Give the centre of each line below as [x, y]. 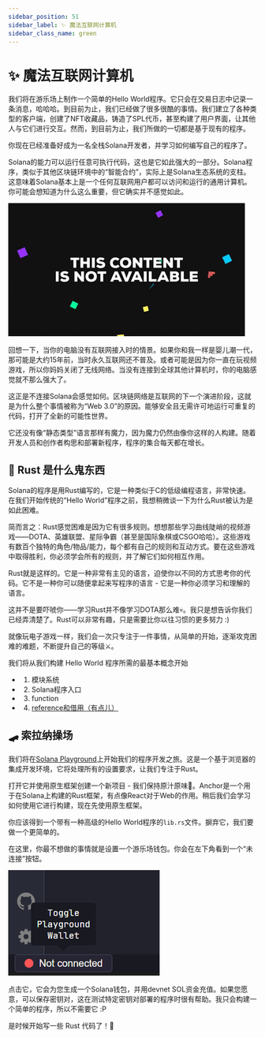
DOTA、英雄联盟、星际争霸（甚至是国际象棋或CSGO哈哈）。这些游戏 [140, 537]
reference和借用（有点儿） [75, 708]
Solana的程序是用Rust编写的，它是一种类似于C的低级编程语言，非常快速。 [129, 491]
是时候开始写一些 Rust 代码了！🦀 [61, 1025]
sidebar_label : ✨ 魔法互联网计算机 [62, 25]
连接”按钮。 [27, 858]
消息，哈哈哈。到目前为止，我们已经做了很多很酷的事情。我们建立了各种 [132, 109]
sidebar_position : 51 [44, 17]
